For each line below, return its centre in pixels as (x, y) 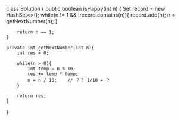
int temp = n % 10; (52, 69)
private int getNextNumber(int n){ (50, 48)
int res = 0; (33, 53)
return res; (32, 96)
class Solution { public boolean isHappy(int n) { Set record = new (86, 9)
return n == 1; (36, 32)
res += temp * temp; (53, 74)
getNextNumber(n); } (32, 21)
